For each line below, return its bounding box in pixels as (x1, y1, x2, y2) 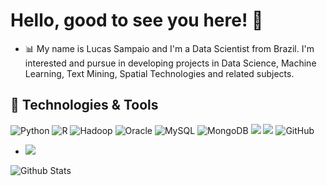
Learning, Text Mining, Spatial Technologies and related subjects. (24, 67, 295, 79)
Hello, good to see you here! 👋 (10, 9, 264, 32)
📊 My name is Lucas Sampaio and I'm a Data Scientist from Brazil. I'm (24, 42, 315, 54)
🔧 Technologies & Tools (10, 97, 159, 114)
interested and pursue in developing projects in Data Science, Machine (24, 57, 317, 69)
